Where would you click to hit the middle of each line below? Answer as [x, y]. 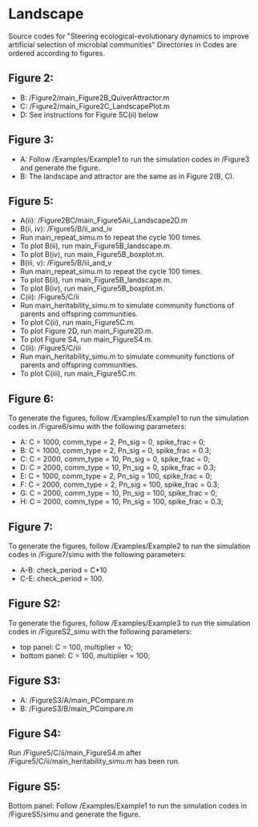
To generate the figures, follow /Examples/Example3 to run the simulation [129, 623]
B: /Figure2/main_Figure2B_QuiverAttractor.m [95, 98]
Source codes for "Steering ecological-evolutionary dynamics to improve [129, 36]
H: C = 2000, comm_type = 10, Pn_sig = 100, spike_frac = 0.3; [122, 502]
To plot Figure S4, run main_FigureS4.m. [87, 339]
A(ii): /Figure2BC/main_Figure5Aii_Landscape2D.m [104, 220]
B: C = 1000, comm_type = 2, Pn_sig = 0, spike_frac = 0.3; [115, 451]
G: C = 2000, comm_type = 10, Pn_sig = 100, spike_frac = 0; [119, 493]
